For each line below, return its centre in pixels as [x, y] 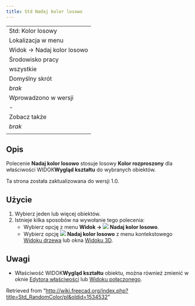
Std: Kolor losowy [33, 31]
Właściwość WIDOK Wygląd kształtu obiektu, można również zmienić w [102, 273]
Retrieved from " [26, 291]
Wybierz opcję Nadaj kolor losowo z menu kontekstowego [98, 234]
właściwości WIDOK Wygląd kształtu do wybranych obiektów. [81, 170]
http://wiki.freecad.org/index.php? [87, 291]
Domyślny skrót [31, 78]
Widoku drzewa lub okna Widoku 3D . [68, 240]
